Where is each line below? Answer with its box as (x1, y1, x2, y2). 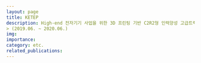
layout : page (6, 8, 39, 15)
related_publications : (6, 48, 63, 54)
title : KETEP (6, 14, 39, 20)
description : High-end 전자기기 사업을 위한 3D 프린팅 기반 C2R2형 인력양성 (6, 20, 178, 26)
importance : (6, 37, 36, 43)
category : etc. (6, 43, 44, 49)
